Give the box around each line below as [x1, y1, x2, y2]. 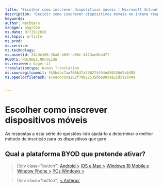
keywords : [5, 16, 25, 21]
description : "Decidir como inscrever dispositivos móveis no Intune [5, 12, 149, 17]
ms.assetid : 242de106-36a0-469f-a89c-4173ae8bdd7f [5, 52, 110, 57]
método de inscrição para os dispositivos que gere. [5, 136, 108, 141]
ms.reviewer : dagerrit [5, 61, 51, 66]
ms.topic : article [5, 34, 42, 39]
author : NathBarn [5, 20, 40, 26]
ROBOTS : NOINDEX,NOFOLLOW [5, 57, 57, 62]
